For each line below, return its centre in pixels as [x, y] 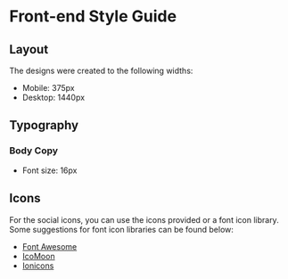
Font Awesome [49, 246]
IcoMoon [38, 256]
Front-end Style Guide [93, 16]
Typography [44, 125]
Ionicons [38, 266]
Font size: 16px [49, 170]
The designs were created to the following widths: [101, 70]
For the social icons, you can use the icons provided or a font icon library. [144, 219]
